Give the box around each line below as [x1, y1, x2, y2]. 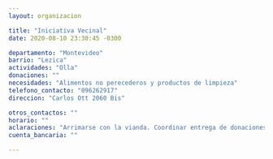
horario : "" [8, 116, 49, 124]
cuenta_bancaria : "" [8, 131, 79, 140]
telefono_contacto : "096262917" [8, 86, 118, 94]
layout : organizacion [8, 11, 82, 20]
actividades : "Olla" [8, 64, 79, 72]
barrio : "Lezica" [8, 56, 67, 65]
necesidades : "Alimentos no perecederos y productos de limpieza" [8, 79, 238, 87]
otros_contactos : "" [8, 109, 79, 117]
